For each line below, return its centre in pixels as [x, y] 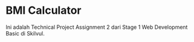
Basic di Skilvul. [25, 33]
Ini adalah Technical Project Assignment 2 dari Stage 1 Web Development [97, 27]
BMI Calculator [44, 10]
